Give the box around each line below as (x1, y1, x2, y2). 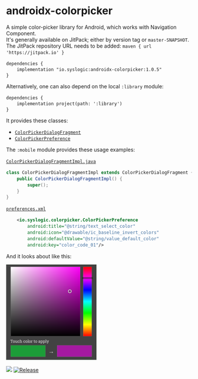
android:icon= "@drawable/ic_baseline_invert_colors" (27, 230, 160, 236)
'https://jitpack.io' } (6, 49, 65, 55)
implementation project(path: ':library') (16, 101, 123, 107)
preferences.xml (6, 206, 46, 212)
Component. (6, 29, 37, 36)
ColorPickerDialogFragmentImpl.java (6, 158, 96, 164)
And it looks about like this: (6, 252, 72, 260)
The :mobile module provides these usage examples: (6, 146, 136, 153)
